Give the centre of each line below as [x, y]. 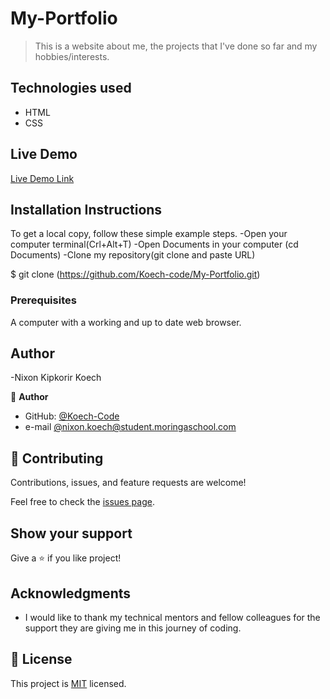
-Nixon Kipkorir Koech [56, 378]
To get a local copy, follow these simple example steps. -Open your [149, 234]
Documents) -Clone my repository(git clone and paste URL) [133, 255]
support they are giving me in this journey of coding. [133, 628]
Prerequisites [43, 300]
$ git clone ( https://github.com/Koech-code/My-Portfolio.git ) [135, 274]
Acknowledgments [71, 593]
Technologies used [71, 88]
